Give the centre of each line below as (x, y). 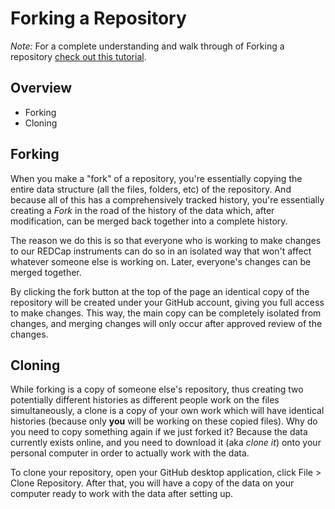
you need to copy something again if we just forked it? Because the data (159, 432)
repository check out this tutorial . (78, 56)
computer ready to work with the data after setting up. (122, 494)
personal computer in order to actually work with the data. (130, 453)
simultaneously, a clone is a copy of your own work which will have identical (167, 411)
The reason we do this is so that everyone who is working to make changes (166, 240)
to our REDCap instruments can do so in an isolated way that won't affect (161, 251)
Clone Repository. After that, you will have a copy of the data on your (152, 483)
